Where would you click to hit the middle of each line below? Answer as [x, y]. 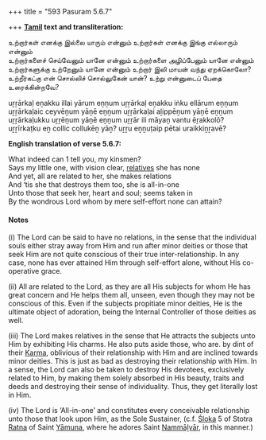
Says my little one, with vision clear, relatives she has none [104, 167]
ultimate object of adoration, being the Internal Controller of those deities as [132, 312]
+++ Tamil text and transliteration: [66, 27]
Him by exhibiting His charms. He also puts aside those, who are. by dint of [131, 345]
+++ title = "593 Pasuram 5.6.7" [60, 12]
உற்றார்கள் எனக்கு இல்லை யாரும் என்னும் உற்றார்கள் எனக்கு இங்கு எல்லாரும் [123, 42]
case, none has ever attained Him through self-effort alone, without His [124, 263]
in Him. [20, 395]
